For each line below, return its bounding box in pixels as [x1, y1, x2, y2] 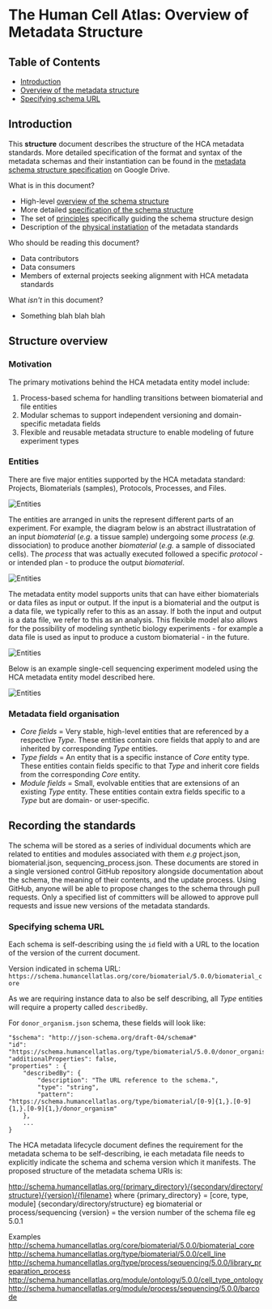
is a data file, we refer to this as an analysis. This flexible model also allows [8, 615, 258, 624]
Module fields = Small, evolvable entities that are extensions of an [19, 779, 240, 788]
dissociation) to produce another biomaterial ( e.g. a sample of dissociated [8, 540, 256, 550]
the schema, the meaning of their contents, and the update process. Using [8, 874, 257, 885]
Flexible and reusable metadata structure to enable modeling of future [19, 427, 254, 437]
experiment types [19, 436, 79, 445]
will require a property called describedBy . [8, 1002, 148, 1012]
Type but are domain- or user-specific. [19, 796, 150, 805]
